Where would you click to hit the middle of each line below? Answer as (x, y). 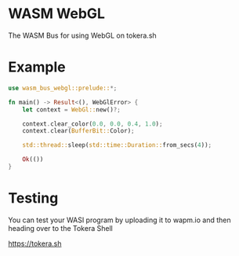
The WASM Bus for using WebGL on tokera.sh (82, 35)
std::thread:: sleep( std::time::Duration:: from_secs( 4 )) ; (117, 145)
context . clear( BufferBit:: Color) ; (78, 131)
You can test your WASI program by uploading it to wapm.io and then (119, 220)
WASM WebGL (57, 14)
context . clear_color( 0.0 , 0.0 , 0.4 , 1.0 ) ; (92, 124)
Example (37, 67)
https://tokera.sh (35, 243)
